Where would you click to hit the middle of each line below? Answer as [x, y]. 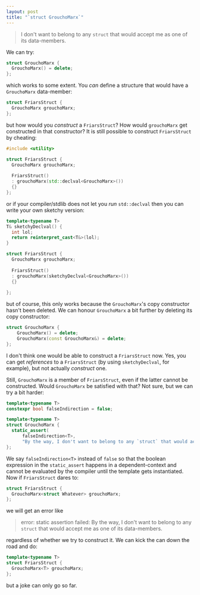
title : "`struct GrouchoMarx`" [45, 17]
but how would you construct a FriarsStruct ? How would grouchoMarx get [97, 125]
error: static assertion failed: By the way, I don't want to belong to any [106, 522]
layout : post [22, 12]
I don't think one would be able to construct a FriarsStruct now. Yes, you [96, 355]
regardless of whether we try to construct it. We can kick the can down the [98, 540]
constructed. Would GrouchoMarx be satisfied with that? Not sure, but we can [100, 386]
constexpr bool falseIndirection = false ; [60, 409]
